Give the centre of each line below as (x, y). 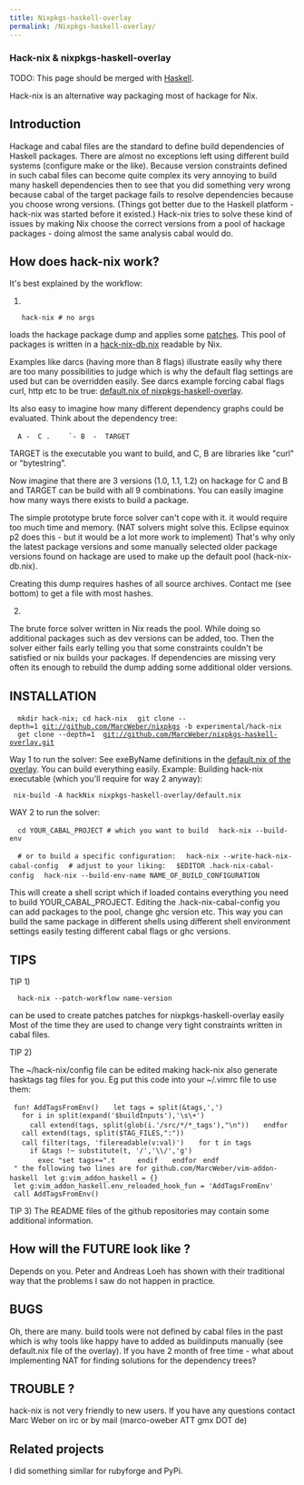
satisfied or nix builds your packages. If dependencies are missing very (143, 658)
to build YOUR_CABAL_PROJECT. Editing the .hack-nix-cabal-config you (145, 903)
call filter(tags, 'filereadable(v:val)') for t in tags (137, 1143)
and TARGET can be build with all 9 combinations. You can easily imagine (147, 490)
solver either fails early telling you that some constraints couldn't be (136, 648)
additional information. (51, 1221)
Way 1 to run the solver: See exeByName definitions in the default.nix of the (150, 760)
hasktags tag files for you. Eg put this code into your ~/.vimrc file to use (143, 1080)
